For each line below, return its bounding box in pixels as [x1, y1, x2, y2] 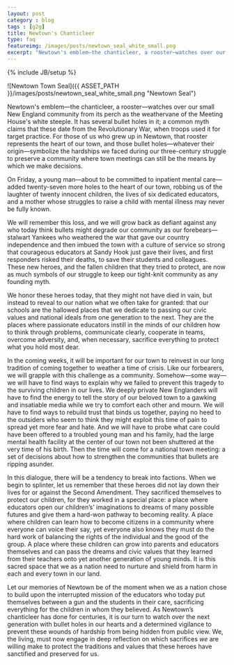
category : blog [7, 17, 54, 24]
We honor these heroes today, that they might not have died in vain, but [7, 290, 212, 299]
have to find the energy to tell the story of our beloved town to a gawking [7, 393, 217, 401]
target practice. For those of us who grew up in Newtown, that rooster [7, 132, 208, 140]
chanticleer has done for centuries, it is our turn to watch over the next [7, 612, 210, 620]
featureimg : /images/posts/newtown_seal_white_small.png [7, 42, 176, 49]
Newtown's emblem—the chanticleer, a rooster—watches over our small [7, 102, 214, 111]
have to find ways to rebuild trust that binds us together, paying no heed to [7, 408, 221, 416]
